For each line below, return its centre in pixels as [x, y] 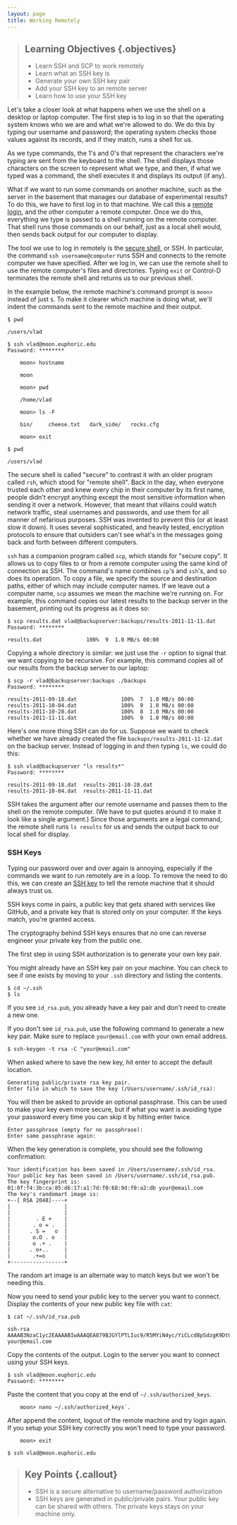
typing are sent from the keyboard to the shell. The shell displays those [110, 161]
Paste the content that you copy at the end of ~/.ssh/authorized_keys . [110, 1394]
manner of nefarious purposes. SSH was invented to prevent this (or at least [118, 520]
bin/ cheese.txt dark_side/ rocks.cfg [90, 425]
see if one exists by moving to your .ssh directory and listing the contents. [115, 975]
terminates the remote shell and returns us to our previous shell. [101, 278]
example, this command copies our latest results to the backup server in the [117, 601]
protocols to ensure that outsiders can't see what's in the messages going [115, 535]
